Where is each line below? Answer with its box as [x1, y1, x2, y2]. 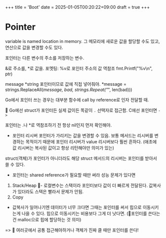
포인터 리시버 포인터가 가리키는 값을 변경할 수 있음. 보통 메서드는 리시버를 [12, 133, 154, 138]
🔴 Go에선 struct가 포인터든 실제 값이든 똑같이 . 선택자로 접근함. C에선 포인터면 [5, 107, 157, 113]
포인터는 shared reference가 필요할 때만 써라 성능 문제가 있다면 [12, 172, 136, 178]
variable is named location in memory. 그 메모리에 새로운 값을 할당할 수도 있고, [5, 38, 160, 44]
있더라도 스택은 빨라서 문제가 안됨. [17, 188, 84, 194]
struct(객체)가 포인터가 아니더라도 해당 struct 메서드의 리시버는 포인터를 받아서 [5, 155, 157, 161]
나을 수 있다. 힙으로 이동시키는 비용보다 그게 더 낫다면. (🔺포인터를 [21, 210, 147, 216]
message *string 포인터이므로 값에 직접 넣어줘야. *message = [5, 81, 127, 87]
